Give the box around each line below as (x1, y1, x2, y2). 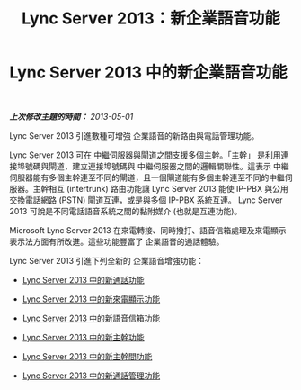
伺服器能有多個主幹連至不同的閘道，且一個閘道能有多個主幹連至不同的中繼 (9, 172, 285, 183)
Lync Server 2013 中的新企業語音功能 (9, 62, 288, 83)
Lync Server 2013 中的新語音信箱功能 (22, 313, 161, 323)
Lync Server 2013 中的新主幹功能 (22, 331, 146, 342)
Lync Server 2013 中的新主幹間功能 (22, 350, 153, 361)
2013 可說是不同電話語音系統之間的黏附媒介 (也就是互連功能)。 (9, 205, 243, 216)
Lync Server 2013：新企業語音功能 (22, 8, 280, 29)
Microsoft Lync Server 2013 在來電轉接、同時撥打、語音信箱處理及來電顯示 (9, 224, 287, 235)
